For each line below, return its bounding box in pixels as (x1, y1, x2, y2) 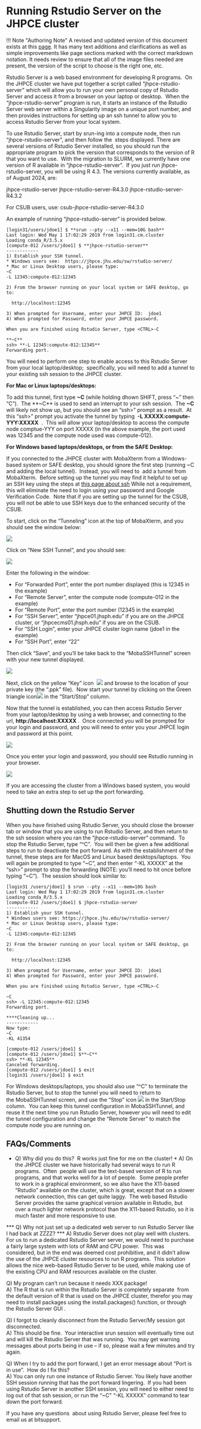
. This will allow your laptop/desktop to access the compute (41, 419, 190, 426)
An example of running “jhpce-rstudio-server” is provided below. (6, 215, 166, 222)
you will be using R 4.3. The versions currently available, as (44, 167, 190, 175)
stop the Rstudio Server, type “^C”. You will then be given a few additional (6, 840, 189, 847)
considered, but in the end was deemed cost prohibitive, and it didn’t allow (6, 1248, 190, 1256)
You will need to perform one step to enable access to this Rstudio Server (6, 358, 188, 365)
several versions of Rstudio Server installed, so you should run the (6, 142, 169, 149)
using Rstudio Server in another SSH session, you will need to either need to (6, 1385, 194, 1393)
